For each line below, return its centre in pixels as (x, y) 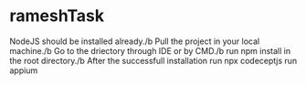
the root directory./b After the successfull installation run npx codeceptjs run (153, 60)
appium (24, 70)
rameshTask (57, 16)
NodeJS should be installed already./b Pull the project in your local (135, 41)
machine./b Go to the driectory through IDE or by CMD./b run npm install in (150, 50)
